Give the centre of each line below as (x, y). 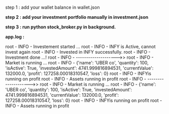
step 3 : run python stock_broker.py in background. (61, 27)
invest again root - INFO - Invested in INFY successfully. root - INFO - (78, 52)
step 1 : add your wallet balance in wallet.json (53, 7)
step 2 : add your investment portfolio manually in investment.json (77, 17)
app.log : (15, 37)
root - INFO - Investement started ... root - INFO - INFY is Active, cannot (80, 47)
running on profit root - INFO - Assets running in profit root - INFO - (76, 79)
